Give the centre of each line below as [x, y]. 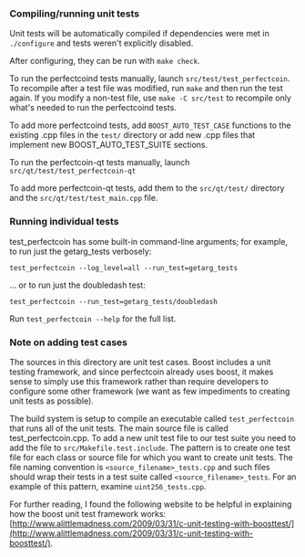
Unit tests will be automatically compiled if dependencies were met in [140, 34]
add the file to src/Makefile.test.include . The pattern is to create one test [150, 447]
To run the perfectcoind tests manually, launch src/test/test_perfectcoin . [150, 79]
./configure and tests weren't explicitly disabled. [102, 43]
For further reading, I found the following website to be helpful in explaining [151, 504]
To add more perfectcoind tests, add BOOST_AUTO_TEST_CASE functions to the [150, 125]
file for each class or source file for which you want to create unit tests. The [151, 457]
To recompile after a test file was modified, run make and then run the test [147, 89]
